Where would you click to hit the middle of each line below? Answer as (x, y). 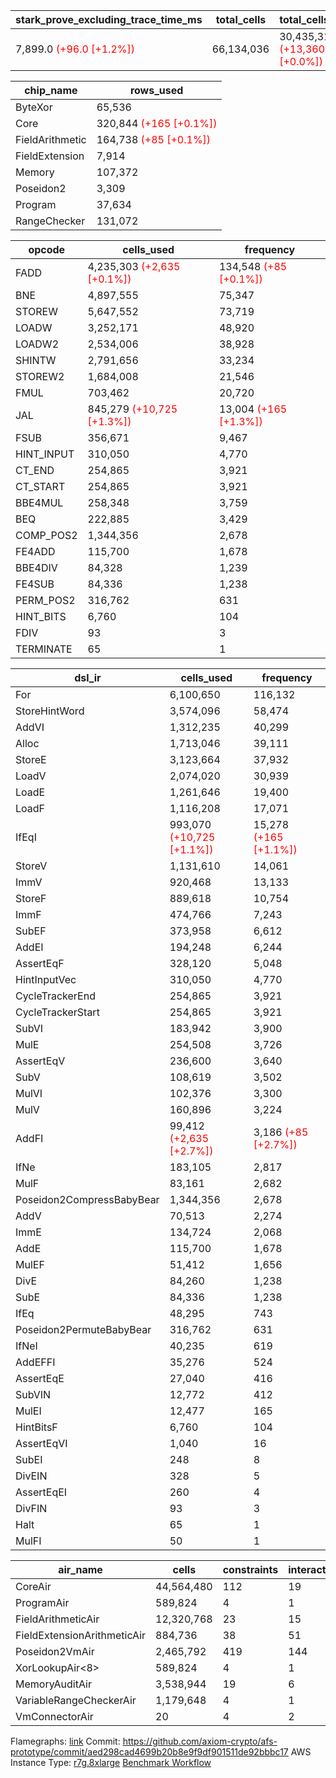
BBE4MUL (39, 502)
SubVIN (33, 1394)
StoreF (31, 898)
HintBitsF (36, 1427)
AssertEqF (40, 963)
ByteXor (34, 107)
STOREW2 (40, 376)
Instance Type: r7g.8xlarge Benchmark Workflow (111, 1762)
